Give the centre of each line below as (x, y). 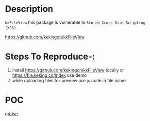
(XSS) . (11, 27)
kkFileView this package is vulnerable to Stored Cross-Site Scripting (75, 22)
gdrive (11, 113)
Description (29, 9)
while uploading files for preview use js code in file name (69, 80)
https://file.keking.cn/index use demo (50, 75)
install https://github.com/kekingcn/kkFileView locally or (68, 70)
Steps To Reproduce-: (50, 57)
